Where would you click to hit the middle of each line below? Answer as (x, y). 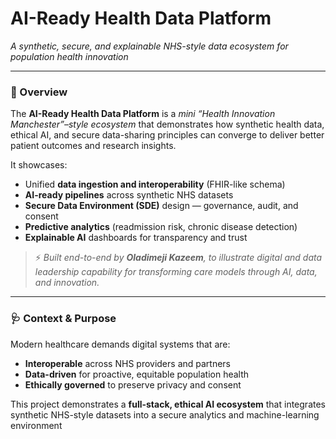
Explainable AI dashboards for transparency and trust (136, 238)
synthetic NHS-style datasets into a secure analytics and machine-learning (165, 414)
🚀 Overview (39, 92)
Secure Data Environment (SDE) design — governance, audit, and (161, 206)
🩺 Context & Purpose (63, 319)
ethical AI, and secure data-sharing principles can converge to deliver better (167, 135)
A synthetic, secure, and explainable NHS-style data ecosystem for (149, 46)
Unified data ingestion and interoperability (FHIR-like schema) (155, 184)
